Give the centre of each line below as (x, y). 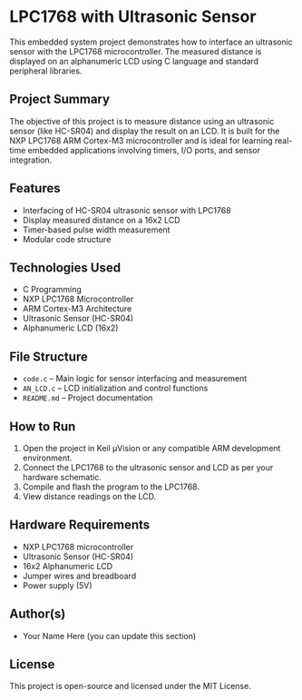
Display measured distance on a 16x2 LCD (101, 220)
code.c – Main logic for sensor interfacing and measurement (135, 379)
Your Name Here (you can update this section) (109, 636)
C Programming (52, 290)
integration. (31, 160)
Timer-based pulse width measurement (96, 230)
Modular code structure (67, 239)
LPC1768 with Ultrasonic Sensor (133, 17)
